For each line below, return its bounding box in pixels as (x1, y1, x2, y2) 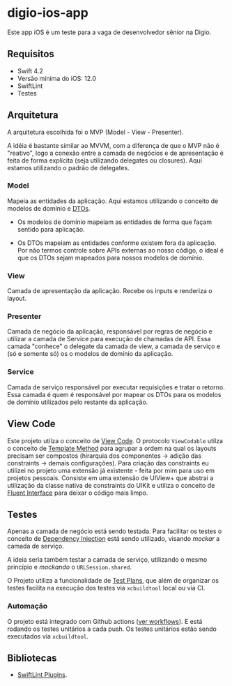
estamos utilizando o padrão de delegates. (7, 163, 130, 172)
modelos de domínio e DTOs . (7, 204, 91, 212)
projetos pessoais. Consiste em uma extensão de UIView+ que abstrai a (7, 473, 214, 482)
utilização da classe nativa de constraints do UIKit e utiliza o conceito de (7, 481, 215, 489)
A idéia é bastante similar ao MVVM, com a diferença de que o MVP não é (7, 141, 219, 149)
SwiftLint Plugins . (17, 671, 68, 679)
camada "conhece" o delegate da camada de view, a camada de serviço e (7, 342, 221, 350)
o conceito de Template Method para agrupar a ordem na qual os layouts (7, 444, 217, 452)
